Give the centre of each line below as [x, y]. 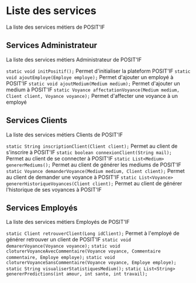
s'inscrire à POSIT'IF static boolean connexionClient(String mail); [89, 152]
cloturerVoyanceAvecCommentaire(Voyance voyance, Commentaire [83, 251]
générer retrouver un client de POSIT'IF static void [69, 240]
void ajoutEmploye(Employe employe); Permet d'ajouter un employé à [90, 77]
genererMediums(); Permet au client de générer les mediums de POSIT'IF [94, 165]
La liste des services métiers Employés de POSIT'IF [68, 222]
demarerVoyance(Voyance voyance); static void [63, 246]
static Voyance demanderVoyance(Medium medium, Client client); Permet [96, 171]
